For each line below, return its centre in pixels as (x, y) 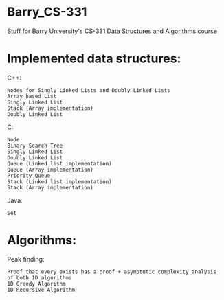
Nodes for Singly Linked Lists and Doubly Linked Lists (89, 90)
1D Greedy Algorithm (37, 284)
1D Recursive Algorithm (41, 290)
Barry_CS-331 (47, 12)
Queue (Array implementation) (51, 170)
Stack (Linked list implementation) (59, 182)
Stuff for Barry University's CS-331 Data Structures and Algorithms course (112, 31)
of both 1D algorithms (40, 278)
